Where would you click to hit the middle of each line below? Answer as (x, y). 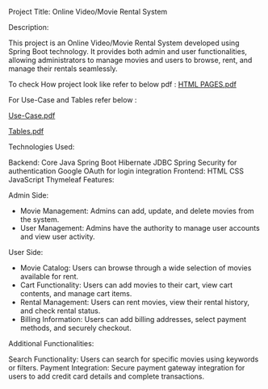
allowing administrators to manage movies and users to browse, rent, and (130, 60)
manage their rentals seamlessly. (63, 69)
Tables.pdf (26, 131)
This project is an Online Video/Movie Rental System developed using (124, 43)
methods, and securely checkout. (75, 328)
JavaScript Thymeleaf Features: (61, 180)
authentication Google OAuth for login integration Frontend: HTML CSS (126, 171)
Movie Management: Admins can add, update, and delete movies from (137, 211)
